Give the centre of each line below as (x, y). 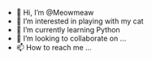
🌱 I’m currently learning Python (68, 30)
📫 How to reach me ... (54, 47)
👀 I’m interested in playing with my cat (80, 21)
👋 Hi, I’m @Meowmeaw (55, 13)
